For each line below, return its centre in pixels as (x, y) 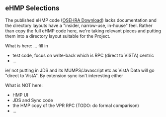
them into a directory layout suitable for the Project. (58, 36)
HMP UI (20, 95)
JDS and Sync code (33, 100)
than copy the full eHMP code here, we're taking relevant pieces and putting (83, 31)
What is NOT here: (24, 85)
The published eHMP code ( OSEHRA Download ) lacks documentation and (81, 20)
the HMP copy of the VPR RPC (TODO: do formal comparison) (76, 105)
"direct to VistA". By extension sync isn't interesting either (64, 75)
